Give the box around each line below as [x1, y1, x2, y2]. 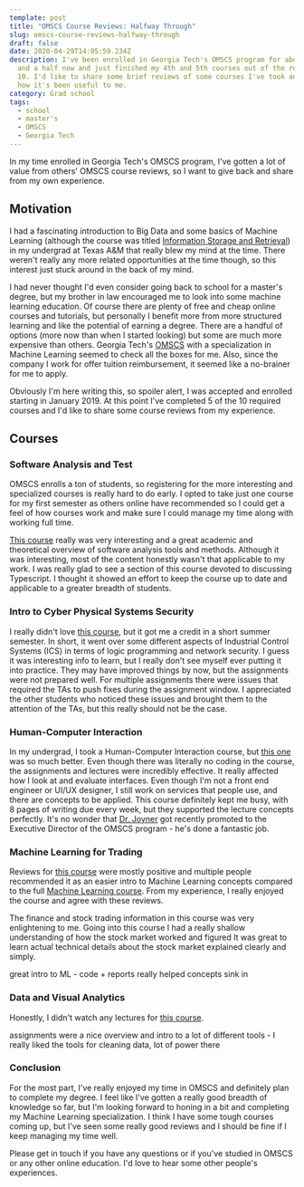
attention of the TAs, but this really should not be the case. [9, 703, 228, 713]
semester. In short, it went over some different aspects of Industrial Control [9, 636, 290, 646]
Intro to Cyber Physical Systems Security [9, 606, 195, 618]
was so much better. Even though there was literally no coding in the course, [9, 755, 295, 766]
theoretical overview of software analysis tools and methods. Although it [9, 544, 280, 555]
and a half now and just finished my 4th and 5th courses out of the [17, 64, 285, 73]
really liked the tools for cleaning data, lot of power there [9, 1039, 221, 1050]
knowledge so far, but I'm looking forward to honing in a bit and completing [9, 1101, 290, 1112]
